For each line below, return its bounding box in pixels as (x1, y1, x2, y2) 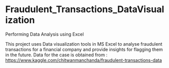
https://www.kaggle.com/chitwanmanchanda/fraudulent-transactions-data (5, 57, 162, 63)
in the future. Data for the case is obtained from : (5, 52, 108, 58)
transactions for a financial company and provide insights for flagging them (5, 46, 163, 52)
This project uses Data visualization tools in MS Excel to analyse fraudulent (5, 41, 163, 47)
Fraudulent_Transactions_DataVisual (5, 4, 164, 15)
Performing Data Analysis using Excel (5, 31, 84, 37)
